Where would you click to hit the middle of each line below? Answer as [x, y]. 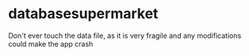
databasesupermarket [83, 14]
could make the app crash [51, 43]
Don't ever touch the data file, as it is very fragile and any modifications [125, 35]
